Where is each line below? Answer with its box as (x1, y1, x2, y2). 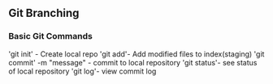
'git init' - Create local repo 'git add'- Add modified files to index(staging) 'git (8, 48, 265, 59)
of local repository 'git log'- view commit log (8, 66, 157, 76)
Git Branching (8, 6, 80, 20)
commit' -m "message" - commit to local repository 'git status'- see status (8, 57, 258, 67)
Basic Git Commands (8, 31, 93, 42)
